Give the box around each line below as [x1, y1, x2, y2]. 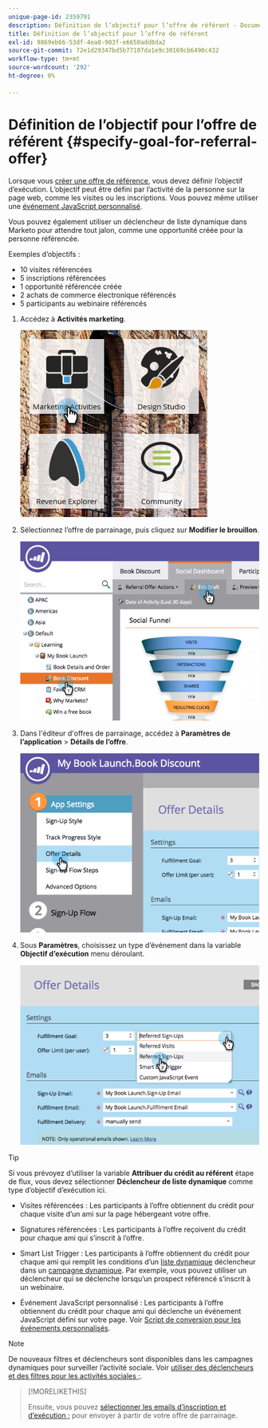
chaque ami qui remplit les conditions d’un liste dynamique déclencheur [19, 1256, 256, 1266]
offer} [8, 149, 48, 168]
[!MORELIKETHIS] [27, 1387, 87, 1396]
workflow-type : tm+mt [8, 55, 81, 63]
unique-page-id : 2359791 [8, 13, 91, 21]
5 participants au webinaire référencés [19, 298, 148, 308]
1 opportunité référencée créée [19, 282, 122, 291]
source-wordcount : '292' [8, 64, 91, 72]
